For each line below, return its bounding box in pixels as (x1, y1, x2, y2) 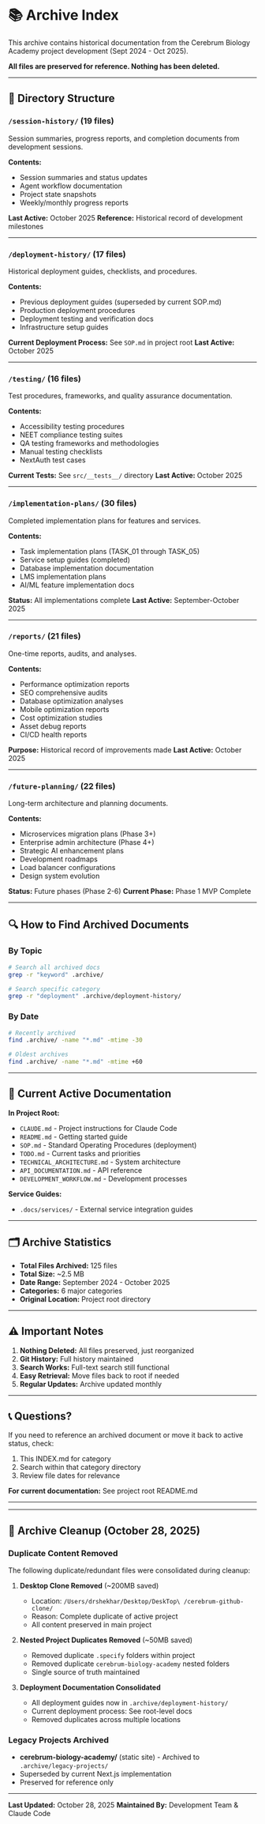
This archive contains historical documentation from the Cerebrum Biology (8, 37, 251, 47)
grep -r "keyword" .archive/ (8, 970, 104, 978)
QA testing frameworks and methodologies (19, 439, 159, 448)
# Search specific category (8, 985, 101, 993)
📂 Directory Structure (8, 92, 116, 105)
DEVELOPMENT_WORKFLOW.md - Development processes (19, 1174, 188, 1183)
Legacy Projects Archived (8, 1734, 109, 1745)
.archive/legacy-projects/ (19, 1762, 109, 1770)
